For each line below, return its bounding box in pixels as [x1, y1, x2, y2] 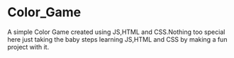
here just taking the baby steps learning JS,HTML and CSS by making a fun [7, 35, 228, 43]
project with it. [7, 42, 50, 51]
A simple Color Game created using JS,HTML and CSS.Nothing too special [7, 28, 225, 36]
